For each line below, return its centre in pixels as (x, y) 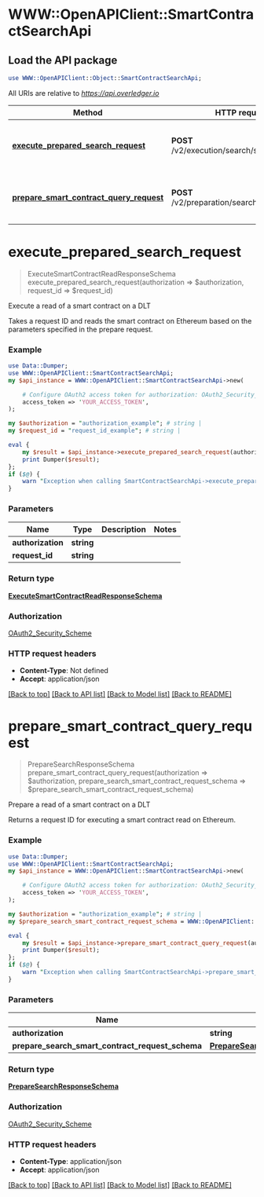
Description (124, 529)
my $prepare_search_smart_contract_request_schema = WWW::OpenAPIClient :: (133, 921)
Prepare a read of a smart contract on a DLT (79, 805)
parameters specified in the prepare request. (81, 329)
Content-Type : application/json (70, 1161)
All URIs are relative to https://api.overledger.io (84, 93)
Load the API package (63, 60)
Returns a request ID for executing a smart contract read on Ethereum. (122, 820)
